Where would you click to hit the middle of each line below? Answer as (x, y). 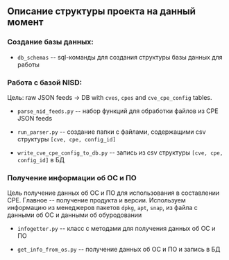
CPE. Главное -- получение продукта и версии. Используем (96, 200)
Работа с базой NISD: (44, 83)
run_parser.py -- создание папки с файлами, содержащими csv (111, 132)
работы (28, 64)
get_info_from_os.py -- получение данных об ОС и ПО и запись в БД (119, 250)
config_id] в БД (41, 159)
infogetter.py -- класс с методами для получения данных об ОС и (116, 229)
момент (25, 23)
